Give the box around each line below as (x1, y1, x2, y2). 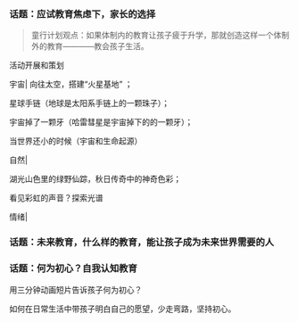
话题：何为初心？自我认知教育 (9, 262, 138, 275)
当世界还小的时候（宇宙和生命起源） (9, 136, 143, 146)
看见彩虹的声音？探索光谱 (9, 193, 103, 203)
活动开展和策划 (9, 60, 64, 70)
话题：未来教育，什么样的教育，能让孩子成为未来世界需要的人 (9, 236, 275, 249)
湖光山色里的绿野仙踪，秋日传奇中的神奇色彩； (9, 174, 181, 185)
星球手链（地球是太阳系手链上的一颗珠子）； (9, 98, 170, 109)
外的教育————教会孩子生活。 (30, 41, 149, 52)
